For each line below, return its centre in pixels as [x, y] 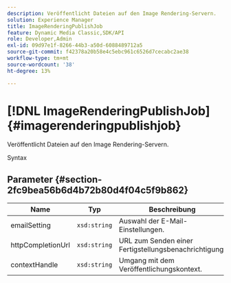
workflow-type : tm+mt [38, 58]
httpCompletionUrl [41, 245]
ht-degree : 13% [29, 71]
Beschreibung [172, 210]
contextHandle [34, 265]
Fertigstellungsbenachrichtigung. [172, 249]
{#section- [78, 179]
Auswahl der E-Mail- [153, 221]
